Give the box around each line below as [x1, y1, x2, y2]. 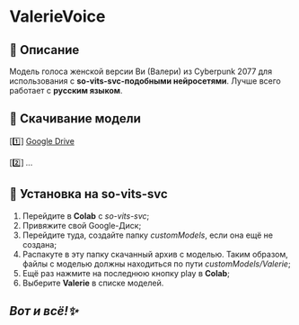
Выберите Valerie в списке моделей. [22, 277, 164, 288]
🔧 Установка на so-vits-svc [9, 186, 168, 202]
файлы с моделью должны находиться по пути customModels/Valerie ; [22, 258, 291, 269]
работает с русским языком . [9, 86, 123, 95]
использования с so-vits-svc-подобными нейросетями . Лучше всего [9, 76, 281, 86]
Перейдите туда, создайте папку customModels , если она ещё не [22, 230, 274, 240]
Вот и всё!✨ [9, 303, 78, 319]
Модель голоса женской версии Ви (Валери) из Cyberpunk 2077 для [9, 66, 272, 77]
